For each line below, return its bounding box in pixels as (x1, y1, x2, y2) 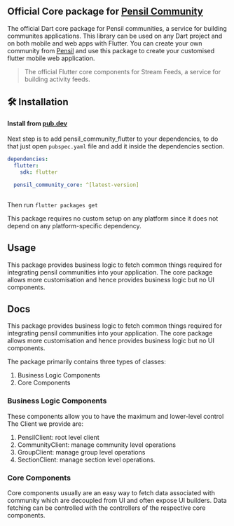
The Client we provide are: (7, 420, 84, 428)
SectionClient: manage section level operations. (17, 455, 156, 464)
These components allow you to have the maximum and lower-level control (7, 412, 224, 420)
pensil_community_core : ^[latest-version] (13, 181, 139, 188)
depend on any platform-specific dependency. (7, 221, 142, 230)
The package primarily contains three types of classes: (7, 357, 167, 366)
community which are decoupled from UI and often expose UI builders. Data (7, 497, 227, 504)
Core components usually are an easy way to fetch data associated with (7, 489, 216, 497)
